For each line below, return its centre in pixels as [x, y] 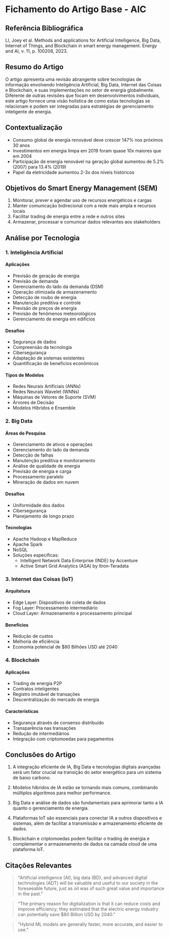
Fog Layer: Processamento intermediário [55, 608]
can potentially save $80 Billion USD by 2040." [66, 915]
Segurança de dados [35, 342]
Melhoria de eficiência [36, 641]
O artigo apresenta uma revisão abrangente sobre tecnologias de [73, 79]
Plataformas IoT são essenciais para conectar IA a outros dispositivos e [87, 818]
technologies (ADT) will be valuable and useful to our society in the [88, 883]
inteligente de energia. [29, 111]
